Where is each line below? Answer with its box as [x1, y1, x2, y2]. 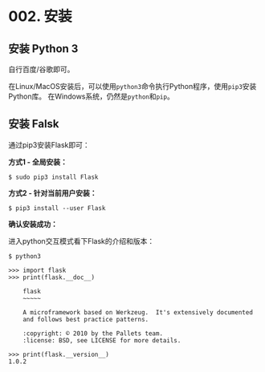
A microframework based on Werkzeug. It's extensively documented [22, 308, 253, 317]
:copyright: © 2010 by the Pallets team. [22, 330, 163, 338]
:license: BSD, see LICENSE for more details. [22, 336, 181, 345]
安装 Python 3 [8, 42, 79, 55]
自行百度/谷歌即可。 [8, 65, 75, 74]
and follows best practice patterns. [22, 315, 149, 323]
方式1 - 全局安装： [8, 157, 68, 167]
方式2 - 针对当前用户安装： [8, 188, 97, 197]
